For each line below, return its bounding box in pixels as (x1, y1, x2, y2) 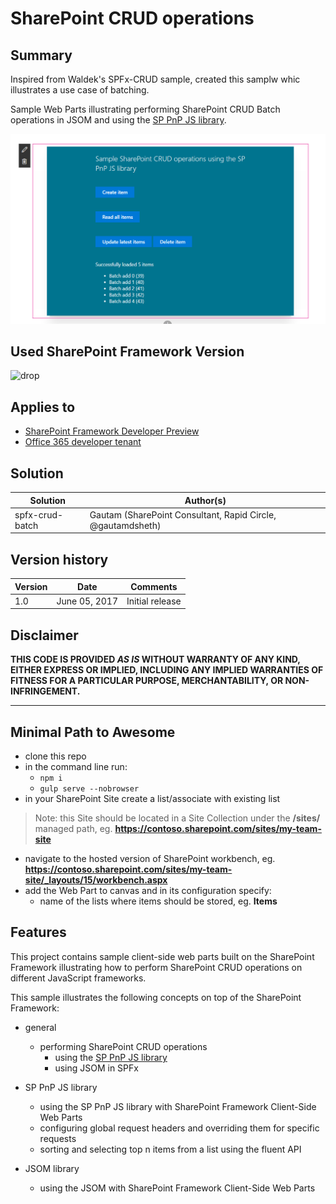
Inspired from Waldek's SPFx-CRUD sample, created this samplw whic (10, 73, 301, 85)
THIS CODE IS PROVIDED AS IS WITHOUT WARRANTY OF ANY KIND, (10, 653, 301, 666)
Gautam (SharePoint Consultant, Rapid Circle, (89, 508, 277, 521)
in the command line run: (24, 761, 128, 773)
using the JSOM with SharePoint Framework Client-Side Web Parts (39, 1182, 316, 1194)
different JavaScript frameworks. (10, 972, 147, 984)
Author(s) (184, 494, 227, 506)
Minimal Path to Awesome (10, 723, 176, 741)
